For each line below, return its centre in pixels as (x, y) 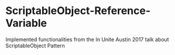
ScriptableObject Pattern (35, 46)
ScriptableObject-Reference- (78, 11)
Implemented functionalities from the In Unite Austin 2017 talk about (87, 39)
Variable (26, 23)
